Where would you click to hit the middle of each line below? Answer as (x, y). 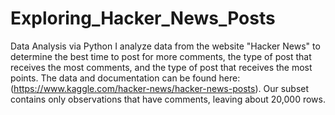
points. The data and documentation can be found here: (125, 78)
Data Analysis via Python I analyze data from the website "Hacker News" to (165, 46)
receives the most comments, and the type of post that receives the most (161, 67)
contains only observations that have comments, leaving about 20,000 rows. (168, 99)
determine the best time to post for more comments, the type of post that (161, 56)
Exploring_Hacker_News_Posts (143, 18)
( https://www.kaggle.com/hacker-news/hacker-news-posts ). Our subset (160, 88)
